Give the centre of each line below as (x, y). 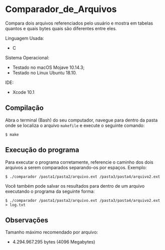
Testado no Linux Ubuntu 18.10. (45, 73)
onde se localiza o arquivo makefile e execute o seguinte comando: (75, 125)
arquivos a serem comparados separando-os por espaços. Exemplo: (76, 167)
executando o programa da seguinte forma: (50, 191)
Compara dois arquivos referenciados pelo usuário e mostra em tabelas (79, 23)
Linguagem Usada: (25, 38)
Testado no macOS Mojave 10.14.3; (48, 67)
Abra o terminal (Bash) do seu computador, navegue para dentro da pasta (81, 120)
